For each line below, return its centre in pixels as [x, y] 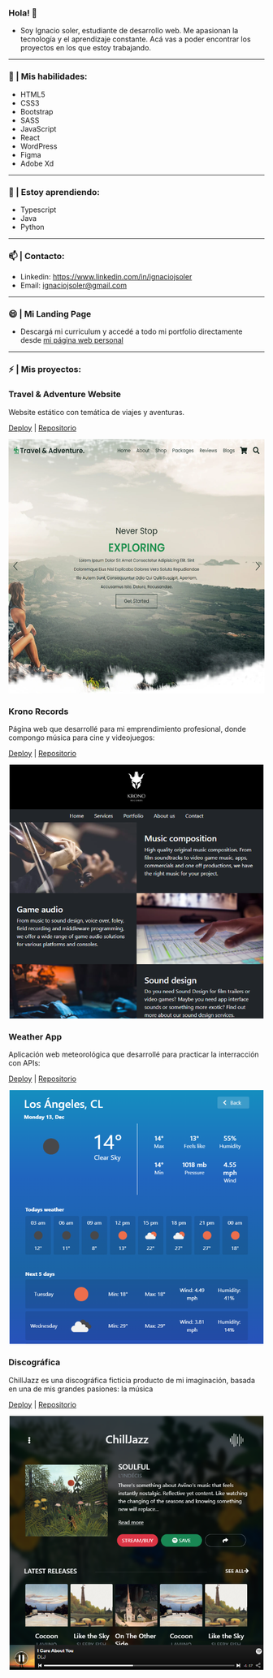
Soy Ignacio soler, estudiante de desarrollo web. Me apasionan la [129, 31]
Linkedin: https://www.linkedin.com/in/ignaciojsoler [106, 277]
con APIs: [24, 1063]
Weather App [35, 1036]
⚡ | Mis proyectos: [45, 370]
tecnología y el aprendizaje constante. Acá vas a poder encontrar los [135, 39]
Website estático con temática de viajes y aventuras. [97, 412]
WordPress [39, 146]
